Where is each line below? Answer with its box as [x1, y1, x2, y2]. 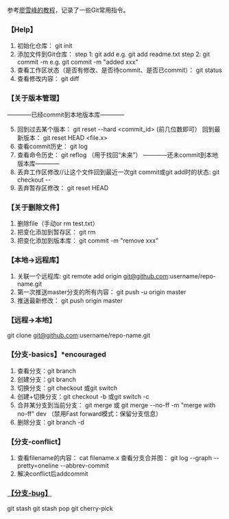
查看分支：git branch [16, 366, 77, 375]
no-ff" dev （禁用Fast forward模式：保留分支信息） [16, 409, 162, 418]
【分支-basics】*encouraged [7, 350, 106, 359]
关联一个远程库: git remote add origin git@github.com [16, 272, 169, 280]
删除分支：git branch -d [16, 418, 84, 426]
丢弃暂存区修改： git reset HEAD [16, 184, 109, 192]
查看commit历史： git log [16, 142, 88, 150]
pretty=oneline [16, 461, 59, 470]
